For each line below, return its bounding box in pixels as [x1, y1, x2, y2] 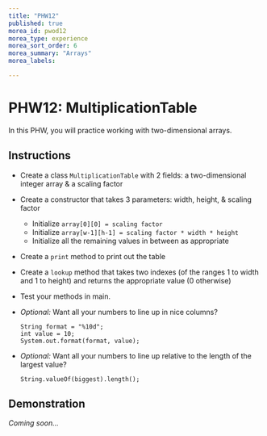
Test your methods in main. [19, 291, 111, 301]
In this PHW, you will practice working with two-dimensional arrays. [8, 125, 232, 135]
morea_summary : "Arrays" [8, 49, 92, 57]
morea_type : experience [8, 34, 89, 43]
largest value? [19, 359, 67, 369]
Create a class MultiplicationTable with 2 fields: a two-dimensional [19, 170, 247, 180]
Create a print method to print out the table [19, 251, 166, 261]
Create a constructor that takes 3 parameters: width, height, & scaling [19, 195, 252, 204]
